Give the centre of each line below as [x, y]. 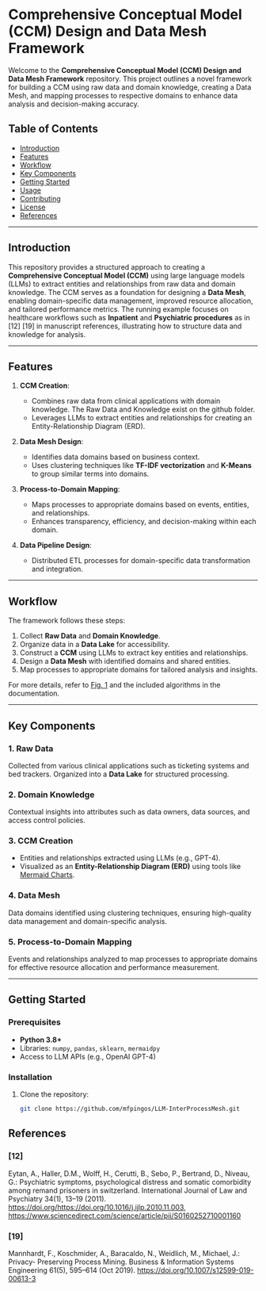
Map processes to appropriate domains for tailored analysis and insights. [139, 670]
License [32, 207]
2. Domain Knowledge [51, 795]
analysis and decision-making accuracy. [74, 104]
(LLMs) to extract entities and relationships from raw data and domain [122, 284]
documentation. [34, 693]
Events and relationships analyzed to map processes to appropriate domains [133, 959]
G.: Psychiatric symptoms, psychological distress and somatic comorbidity [130, 1182]
